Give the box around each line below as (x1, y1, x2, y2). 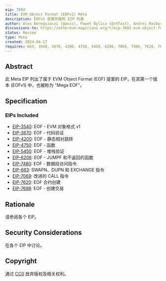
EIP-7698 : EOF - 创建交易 (12, 186, 64, 191)
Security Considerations (5, 229, 83, 237)
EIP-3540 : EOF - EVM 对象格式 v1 (12, 124, 81, 130)
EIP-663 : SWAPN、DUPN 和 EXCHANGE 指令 (12, 167, 105, 173)
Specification (5, 97, 47, 105)
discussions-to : (5, 26, 39, 31)
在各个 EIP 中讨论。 (5, 242, 44, 248)
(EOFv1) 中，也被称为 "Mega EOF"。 (10, 82, 85, 88)
